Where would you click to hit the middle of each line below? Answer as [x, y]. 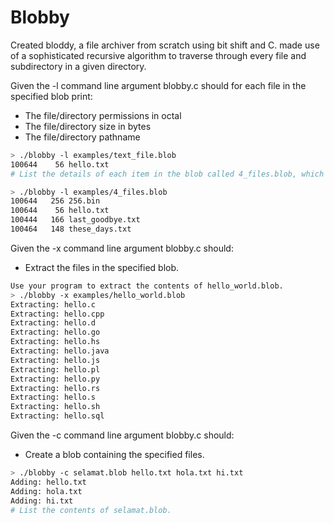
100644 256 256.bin [55, 201]
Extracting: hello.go [55, 332]
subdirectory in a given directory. [78, 66]
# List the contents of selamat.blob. [91, 510]
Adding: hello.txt [48, 482]
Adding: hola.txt [46, 491]
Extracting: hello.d [53, 323]
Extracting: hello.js [55, 360]
